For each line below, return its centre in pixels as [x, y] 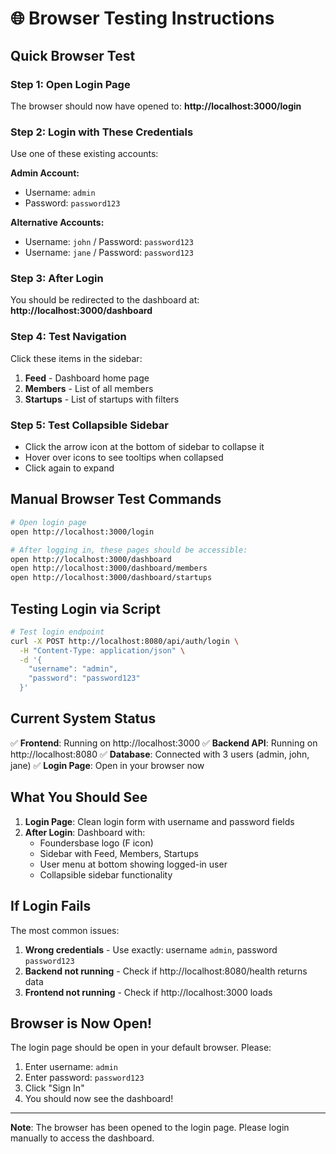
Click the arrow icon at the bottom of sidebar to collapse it [144, 447]
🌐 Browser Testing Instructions [142, 18]
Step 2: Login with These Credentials [102, 132]
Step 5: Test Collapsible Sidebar [90, 425]
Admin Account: [45, 173]
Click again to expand [69, 468]
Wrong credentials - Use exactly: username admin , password [151, 949]
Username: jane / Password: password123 [109, 253]
